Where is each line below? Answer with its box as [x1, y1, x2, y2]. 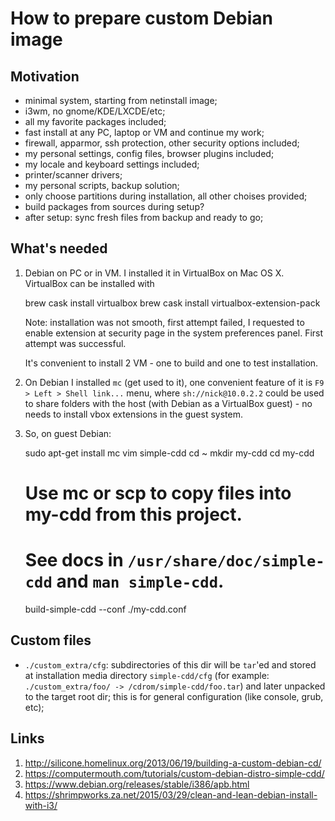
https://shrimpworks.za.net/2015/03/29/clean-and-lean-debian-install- [24, 788, 318, 801]
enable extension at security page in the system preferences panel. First [24, 327, 324, 339]
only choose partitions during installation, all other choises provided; [24, 190, 308, 202]
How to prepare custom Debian [10, 7, 273, 30]
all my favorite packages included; [24, 116, 167, 127]
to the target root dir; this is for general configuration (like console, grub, [24, 690, 324, 702]
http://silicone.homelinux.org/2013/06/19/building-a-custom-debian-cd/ [24, 757, 322, 769]
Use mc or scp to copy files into [24, 482, 292, 504]
